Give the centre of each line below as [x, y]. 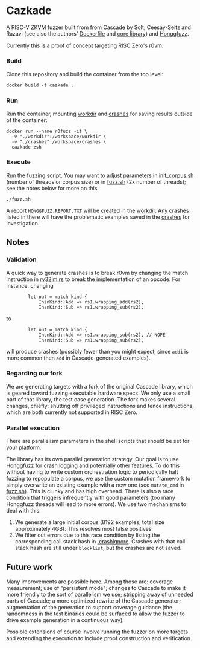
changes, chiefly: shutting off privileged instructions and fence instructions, [100, 406]
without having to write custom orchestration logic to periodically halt [92, 472]
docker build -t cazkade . [40, 85]
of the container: [27, 120]
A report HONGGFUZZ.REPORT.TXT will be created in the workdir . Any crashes [98, 210]
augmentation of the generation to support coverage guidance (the [89, 607]
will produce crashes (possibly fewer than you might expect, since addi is [97, 351]
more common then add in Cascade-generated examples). [78, 358]
